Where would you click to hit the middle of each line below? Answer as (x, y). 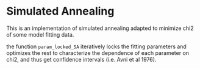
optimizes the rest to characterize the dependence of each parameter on (98, 53)
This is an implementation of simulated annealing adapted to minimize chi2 (100, 28)
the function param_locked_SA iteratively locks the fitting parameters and (97, 46)
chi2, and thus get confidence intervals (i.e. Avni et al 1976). (81, 59)
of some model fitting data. (40, 34)
